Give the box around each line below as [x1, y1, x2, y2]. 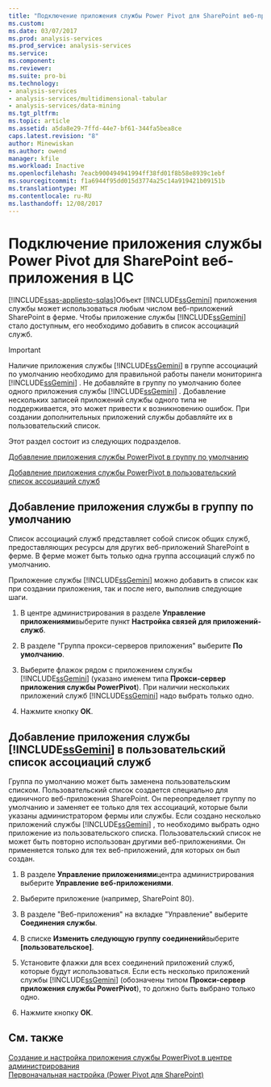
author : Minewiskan [8, 139, 74, 148]
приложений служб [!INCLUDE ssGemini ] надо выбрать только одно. [19, 691, 254, 701]
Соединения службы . [19, 918, 98, 928]
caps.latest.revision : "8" [8, 132, 99, 140]
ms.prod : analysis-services [8, 34, 103, 43]
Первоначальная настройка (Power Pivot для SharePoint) [8, 1069, 204, 1079]
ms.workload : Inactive [8, 162, 85, 170]
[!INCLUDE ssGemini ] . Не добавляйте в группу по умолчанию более [8, 378, 242, 388]
